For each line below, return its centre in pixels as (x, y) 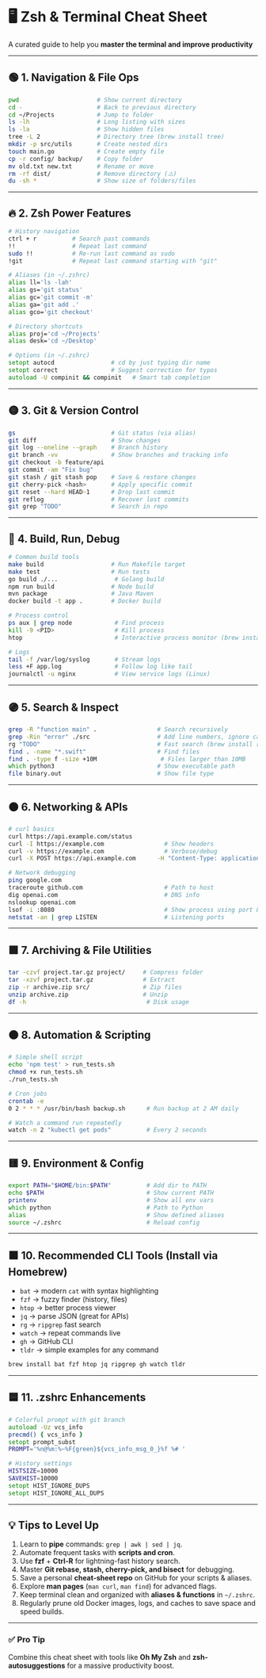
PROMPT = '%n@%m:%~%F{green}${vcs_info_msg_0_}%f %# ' (97, 1450)
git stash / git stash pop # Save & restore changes (102, 477)
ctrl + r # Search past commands (79, 239)
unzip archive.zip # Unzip (88, 994)
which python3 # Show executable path (122, 766)
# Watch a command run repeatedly (65, 1123)
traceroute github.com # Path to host (111, 888)
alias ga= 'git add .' (44, 305)
